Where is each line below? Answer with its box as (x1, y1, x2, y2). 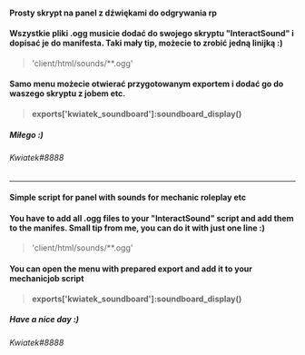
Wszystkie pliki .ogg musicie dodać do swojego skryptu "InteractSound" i (9, 28, 295, 39)
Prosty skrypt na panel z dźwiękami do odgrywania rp (9, 7, 218, 18)
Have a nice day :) (9, 314, 80, 325)
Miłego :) (9, 129, 44, 140)
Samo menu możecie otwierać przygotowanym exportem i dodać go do (9, 78, 284, 90)
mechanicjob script (9, 272, 84, 283)
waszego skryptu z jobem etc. (9, 88, 126, 99)
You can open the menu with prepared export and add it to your (9, 263, 252, 274)
